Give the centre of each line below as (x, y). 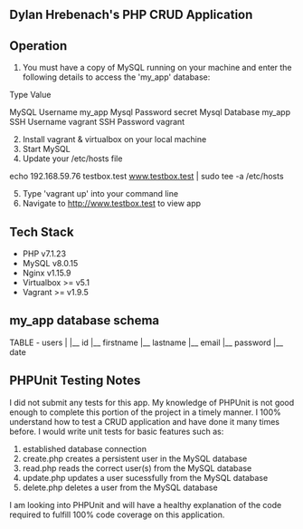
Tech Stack (42, 231)
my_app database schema (85, 321)
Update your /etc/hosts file (72, 159)
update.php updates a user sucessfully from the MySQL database (145, 477)
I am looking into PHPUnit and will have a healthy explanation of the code (146, 505)
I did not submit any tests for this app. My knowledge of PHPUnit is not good (152, 402)
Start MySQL (46, 149)
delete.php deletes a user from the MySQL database (120, 487)
